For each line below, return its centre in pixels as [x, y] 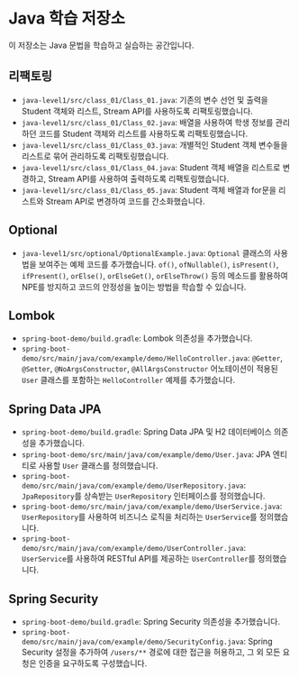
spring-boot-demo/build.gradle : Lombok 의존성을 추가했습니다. [137, 338]
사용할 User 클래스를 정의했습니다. [98, 466]
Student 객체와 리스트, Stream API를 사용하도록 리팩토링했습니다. [137, 111]
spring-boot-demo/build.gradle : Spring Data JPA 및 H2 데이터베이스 [146, 432]
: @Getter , [265, 358]
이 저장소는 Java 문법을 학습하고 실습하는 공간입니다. [101, 45]
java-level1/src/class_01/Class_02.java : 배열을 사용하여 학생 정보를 [147, 122]
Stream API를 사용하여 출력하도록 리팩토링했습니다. [139, 178]
